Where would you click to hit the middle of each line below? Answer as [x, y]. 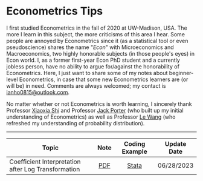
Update [176, 143]
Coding [134, 143]
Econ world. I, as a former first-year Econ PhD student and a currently [93, 60]
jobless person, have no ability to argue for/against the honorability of [93, 66]
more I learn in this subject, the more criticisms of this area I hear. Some [96, 34]
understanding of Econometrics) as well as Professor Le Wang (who [91, 117]
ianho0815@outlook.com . [38, 92]
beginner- [181, 73]
